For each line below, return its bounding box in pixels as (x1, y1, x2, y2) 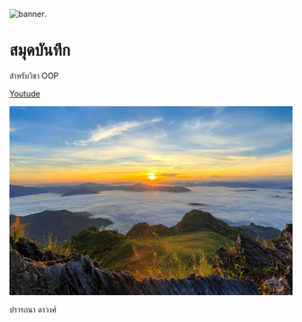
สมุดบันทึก (9, 40, 71, 60)
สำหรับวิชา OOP (9, 70, 59, 81)
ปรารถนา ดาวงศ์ (9, 304, 57, 315)
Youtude (9, 88, 40, 99)
